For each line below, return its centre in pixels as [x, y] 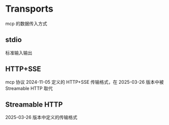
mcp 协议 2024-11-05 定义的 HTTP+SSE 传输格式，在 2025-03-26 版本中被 [85, 82]
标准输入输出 [19, 53]
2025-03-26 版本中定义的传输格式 [41, 117]
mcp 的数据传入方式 [26, 23]
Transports [29, 9]
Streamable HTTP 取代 [29, 88]
